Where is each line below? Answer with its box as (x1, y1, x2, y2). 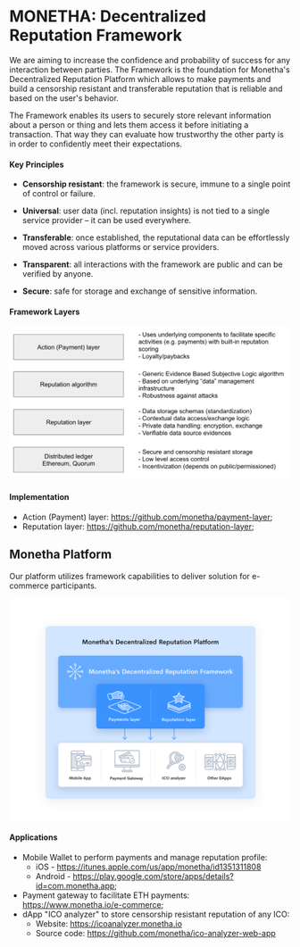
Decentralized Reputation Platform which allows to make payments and (9, 73, 271, 84)
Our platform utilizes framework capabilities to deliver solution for (9, 570, 250, 581)
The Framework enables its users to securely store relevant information (9, 110, 272, 120)
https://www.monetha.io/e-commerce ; (21, 899, 164, 910)
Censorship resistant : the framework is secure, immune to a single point (21, 179, 291, 189)
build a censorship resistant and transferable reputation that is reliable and (9, 83, 283, 94)
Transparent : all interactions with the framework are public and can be (21, 259, 283, 270)
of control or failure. (21, 188, 96, 199)
